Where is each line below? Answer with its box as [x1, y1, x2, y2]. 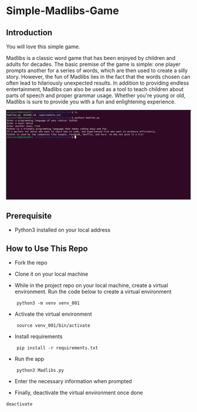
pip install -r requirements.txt [16, 345, 98, 351]
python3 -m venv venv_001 [16, 300, 80, 306]
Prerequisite [6, 211, 52, 221]
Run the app [14, 356, 45, 363]
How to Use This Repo [6, 243, 88, 253]
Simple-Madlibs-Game [6, 4, 119, 18]
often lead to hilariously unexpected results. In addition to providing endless [6, 79, 189, 86]
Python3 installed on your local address [14, 226, 111, 233]
